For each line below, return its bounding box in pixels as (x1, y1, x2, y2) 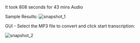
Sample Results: (5, 14, 38, 19)
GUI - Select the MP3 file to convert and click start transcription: (5, 23, 135, 29)
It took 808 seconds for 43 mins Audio (5, 4, 84, 10)
